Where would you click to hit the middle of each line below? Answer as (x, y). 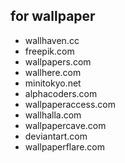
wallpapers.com (58, 61)
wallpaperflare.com (65, 146)
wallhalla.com (53, 115)
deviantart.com (56, 136)
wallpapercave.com (65, 125)
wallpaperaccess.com (70, 104)
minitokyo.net (53, 83)
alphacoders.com (61, 93)
